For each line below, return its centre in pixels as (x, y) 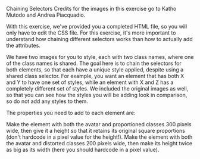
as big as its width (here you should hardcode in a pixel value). (83, 149)
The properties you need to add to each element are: (71, 113)
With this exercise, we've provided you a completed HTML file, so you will (97, 26)
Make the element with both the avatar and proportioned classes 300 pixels (99, 124)
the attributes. (23, 45)
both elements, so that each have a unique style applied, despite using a (95, 70)
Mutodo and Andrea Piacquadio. (46, 15)
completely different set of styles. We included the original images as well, (97, 88)
